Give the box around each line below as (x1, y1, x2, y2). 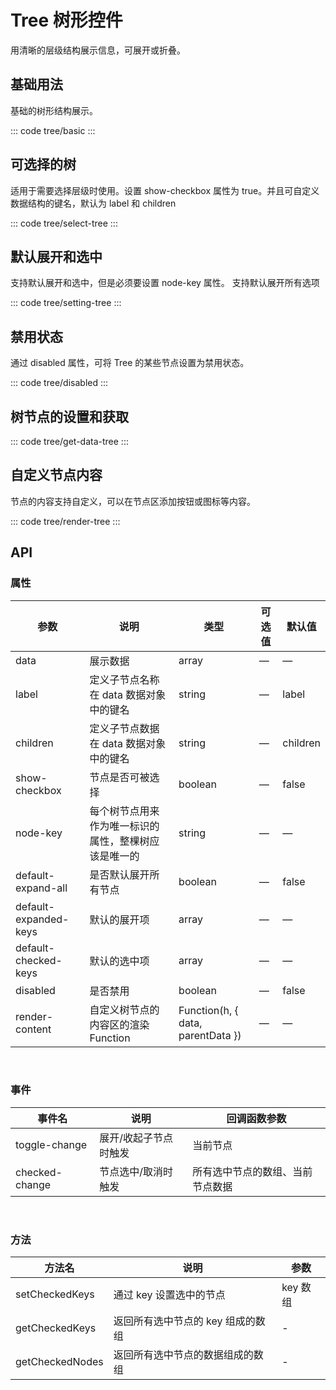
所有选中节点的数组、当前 (192, 1164, 313, 1178)
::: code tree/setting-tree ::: (10, 297, 122, 309)
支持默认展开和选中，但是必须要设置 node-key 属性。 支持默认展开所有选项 (10, 277, 320, 289)
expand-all (15, 881, 68, 895)
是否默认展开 (89, 867, 150, 881)
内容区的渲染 (89, 1017, 150, 1031)
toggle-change (15, 1137, 88, 1151)
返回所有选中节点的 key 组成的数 (113, 1314, 266, 1328)
